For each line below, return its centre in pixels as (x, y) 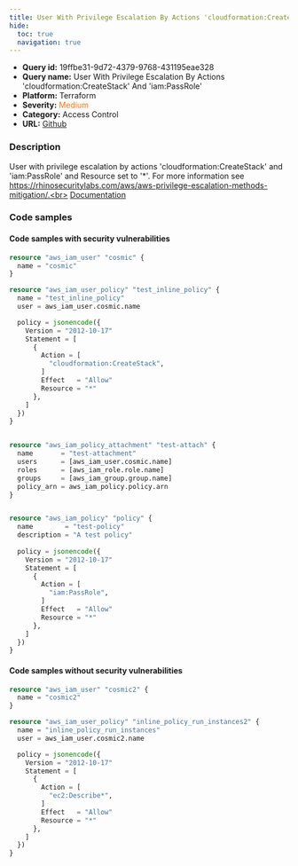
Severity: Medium (55, 105)
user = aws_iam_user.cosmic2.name (81, 738)
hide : (19, 26)
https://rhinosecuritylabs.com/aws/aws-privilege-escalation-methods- (138, 185)
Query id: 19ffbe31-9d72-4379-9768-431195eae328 (118, 67)
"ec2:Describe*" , (81, 796)
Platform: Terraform (59, 96)
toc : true (35, 34)
